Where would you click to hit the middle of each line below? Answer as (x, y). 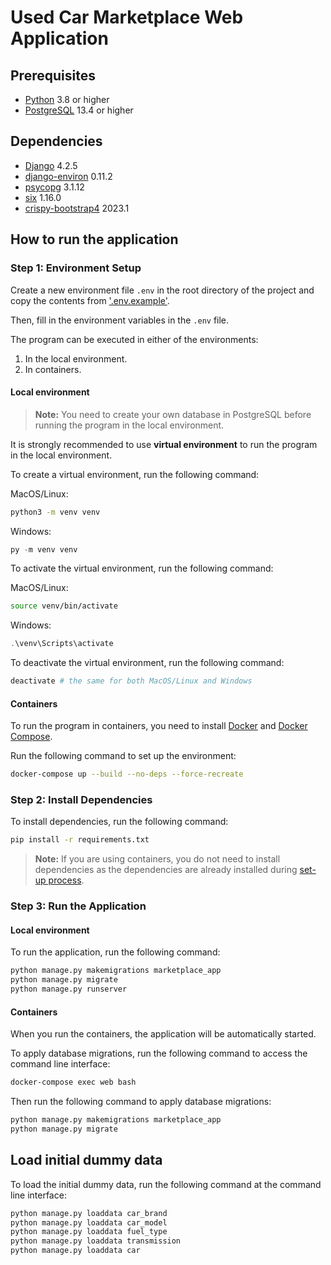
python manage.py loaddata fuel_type (89, 1232)
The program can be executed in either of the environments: (134, 339)
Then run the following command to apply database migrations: (141, 1102)
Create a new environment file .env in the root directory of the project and (162, 290)
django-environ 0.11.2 (68, 176)
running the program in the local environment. (129, 425)
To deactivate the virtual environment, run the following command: (147, 663)
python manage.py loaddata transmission (96, 1241)
